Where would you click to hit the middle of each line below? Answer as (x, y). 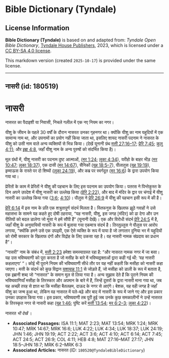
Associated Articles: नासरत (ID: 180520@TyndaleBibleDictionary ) (79, 350)
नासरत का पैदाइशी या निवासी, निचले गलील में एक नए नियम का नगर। (60, 123)
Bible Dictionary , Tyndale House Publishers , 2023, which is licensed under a (84, 45)
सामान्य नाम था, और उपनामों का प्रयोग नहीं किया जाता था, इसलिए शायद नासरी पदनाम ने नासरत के (82, 138)
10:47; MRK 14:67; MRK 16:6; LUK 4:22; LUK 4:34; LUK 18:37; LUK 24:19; (88, 329)
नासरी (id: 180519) (32, 86)
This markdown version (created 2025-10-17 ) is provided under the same (80, 61)
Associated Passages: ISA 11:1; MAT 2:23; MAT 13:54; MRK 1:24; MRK (85, 323)
